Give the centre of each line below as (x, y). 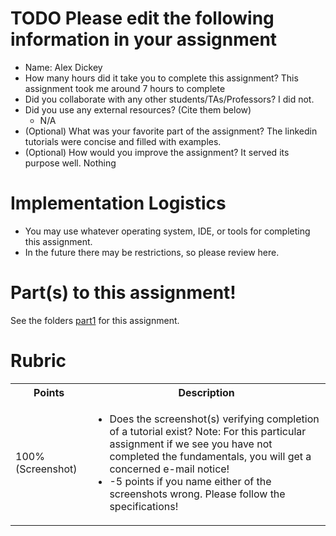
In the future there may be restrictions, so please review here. (152, 252)
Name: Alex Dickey (63, 67)
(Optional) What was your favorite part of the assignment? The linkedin (171, 131)
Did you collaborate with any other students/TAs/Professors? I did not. (169, 99)
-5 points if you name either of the (190, 481)
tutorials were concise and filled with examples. (123, 141)
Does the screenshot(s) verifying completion (214, 419)
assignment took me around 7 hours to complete (125, 88)
